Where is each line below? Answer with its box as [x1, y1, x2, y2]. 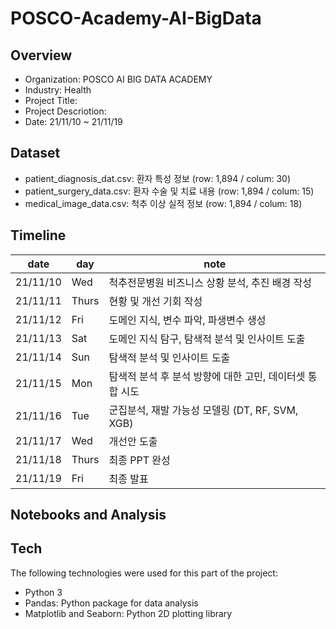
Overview [10, 47, 73, 64]
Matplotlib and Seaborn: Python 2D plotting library [24, 607, 233, 619]
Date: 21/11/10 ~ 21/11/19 [24, 116, 123, 127]
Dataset [10, 145, 61, 162]
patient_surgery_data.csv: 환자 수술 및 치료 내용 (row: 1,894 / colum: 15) [24, 185, 315, 197]
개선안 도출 [108, 434, 158, 448]
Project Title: [24, 95, 78, 106]
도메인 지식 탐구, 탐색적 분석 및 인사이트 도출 [108, 332, 306, 346]
